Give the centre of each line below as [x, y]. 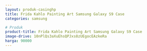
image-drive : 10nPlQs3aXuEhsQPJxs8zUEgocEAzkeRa [56, 36]
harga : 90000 [18, 41]
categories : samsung [26, 18]
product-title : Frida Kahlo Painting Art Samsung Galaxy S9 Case [73, 32]
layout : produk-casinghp [31, 9]
